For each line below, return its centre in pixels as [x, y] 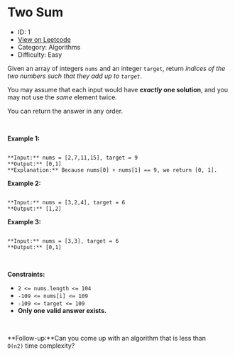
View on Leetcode [44, 39]
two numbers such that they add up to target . [75, 76]
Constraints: [26, 274]
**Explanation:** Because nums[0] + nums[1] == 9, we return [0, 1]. [113, 170]
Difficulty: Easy [40, 55]
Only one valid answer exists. [62, 310]
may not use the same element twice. [62, 97]
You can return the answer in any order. [65, 111]
